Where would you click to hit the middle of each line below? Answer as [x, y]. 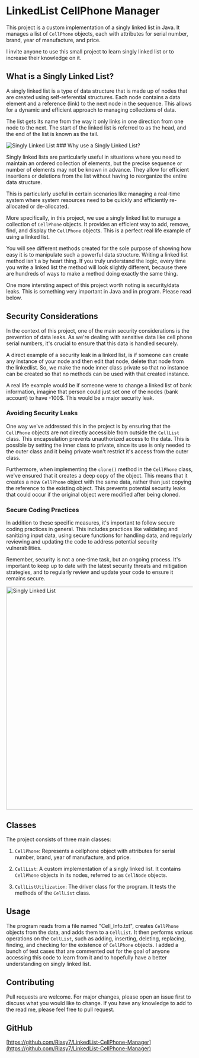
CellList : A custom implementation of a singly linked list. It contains [98, 868]
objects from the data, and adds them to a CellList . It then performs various [99, 932]
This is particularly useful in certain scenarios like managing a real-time [93, 194]
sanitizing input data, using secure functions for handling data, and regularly [99, 535]
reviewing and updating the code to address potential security [82, 542]
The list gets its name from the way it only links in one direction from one [95, 121]
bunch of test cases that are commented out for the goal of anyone [88, 951]
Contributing [30, 982]
